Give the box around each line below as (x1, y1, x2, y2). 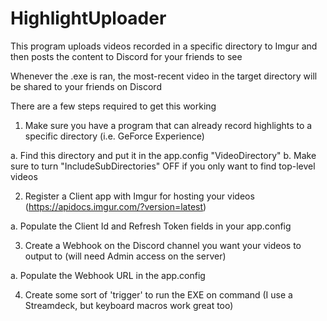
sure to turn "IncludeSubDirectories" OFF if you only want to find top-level (10, 160, 316, 172)
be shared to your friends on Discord (10, 80, 162, 92)
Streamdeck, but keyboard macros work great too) (24, 299, 234, 311)
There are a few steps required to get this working (10, 100, 217, 112)
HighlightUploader (10, 7, 167, 30)
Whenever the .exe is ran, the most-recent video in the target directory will (10, 70, 318, 82)
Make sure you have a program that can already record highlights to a (24, 119, 313, 131)
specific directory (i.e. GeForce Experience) (24, 130, 205, 142)
